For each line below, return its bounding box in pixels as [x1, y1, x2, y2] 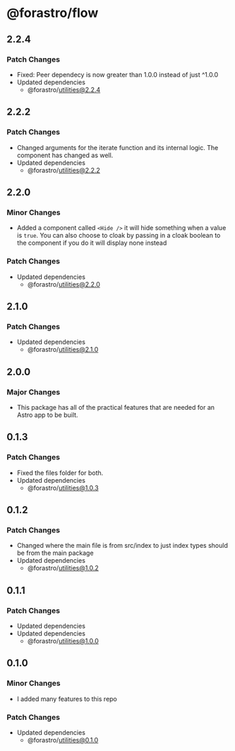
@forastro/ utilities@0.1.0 [27, 735, 99, 744]
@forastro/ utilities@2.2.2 [27, 166, 100, 174]
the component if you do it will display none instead [16, 239, 167, 247]
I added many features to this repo [16, 694, 118, 703]
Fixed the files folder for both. [16, 469, 104, 477]
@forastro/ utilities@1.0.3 [27, 483, 100, 492]
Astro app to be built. [16, 411, 78, 419]
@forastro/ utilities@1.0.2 [27, 564, 100, 573]
